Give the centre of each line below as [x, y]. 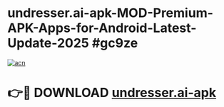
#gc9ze [115, 43]
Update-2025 [48, 43]
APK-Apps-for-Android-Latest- [102, 28]
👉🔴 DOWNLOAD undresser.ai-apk [112, 93]
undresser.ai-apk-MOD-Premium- [111, 13]
